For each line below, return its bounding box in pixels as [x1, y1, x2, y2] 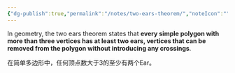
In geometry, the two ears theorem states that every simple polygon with [7, 29, 220, 38]
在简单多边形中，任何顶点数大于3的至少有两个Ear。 [7, 58, 156, 67]
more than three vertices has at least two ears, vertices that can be [7, 36, 206, 45]
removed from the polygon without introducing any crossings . [7, 44, 192, 52]
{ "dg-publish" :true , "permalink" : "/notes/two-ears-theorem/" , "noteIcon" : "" [7, 10, 230, 17]
